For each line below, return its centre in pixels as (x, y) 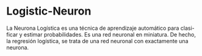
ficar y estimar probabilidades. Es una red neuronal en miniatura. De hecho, (101, 34)
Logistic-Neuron (49, 11)
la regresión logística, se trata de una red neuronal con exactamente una (97, 41)
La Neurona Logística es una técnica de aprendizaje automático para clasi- (100, 28)
